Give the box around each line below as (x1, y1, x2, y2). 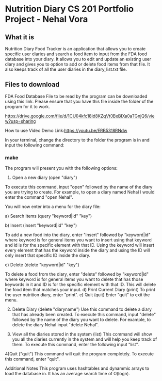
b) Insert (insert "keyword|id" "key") (5, 222, 77, 228)
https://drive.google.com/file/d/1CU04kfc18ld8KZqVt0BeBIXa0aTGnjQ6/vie (5, 113, 155, 119)
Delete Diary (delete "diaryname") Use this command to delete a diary (12, 306, 152, 312)
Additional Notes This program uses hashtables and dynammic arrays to (5, 365, 149, 371)
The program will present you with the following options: (5, 165, 118, 171)
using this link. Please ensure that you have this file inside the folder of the (5, 98, 154, 104)
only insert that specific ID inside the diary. (5, 253, 91, 258)
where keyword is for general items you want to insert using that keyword (5, 237, 152, 243)
